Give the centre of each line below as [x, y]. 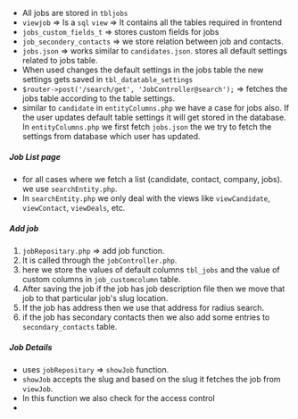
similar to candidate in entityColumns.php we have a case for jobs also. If [156, 108]
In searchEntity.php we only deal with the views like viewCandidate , [146, 198]
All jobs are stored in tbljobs [75, 13]
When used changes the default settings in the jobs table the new [143, 70]
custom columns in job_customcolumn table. [101, 279]
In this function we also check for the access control [119, 398]
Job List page [35, 156]
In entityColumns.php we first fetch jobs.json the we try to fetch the [147, 127]
